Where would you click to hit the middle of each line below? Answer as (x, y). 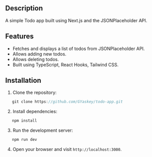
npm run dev (24, 140)
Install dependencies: (35, 112)
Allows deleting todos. (36, 59)
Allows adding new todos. (39, 54)
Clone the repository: (35, 92)
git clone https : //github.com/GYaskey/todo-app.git (67, 102)
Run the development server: (43, 130)
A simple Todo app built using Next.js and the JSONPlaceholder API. (76, 20)
